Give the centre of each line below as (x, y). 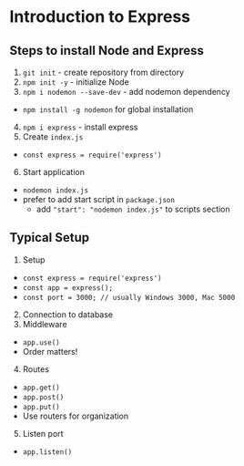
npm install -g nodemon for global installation (108, 109)
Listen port (43, 433)
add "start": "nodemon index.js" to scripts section (133, 209)
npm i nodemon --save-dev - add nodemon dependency (126, 92)
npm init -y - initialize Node (76, 82)
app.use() (41, 342)
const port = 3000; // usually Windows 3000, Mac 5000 (129, 297)
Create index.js (53, 137)
